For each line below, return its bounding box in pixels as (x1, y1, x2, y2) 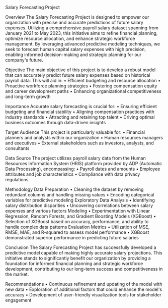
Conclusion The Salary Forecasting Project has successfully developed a (5, 244, 156, 250)
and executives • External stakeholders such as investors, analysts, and (5, 140, 154, 146)
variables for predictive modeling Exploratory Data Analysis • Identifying (5, 197, 155, 203)
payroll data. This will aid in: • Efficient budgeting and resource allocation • (5, 78, 161, 83)
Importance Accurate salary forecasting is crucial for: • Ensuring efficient (5, 104, 157, 109)
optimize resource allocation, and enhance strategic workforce (5, 35, 135, 41)
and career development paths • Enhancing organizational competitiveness (5, 88, 162, 94)
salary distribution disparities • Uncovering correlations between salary (5, 202, 153, 209)
